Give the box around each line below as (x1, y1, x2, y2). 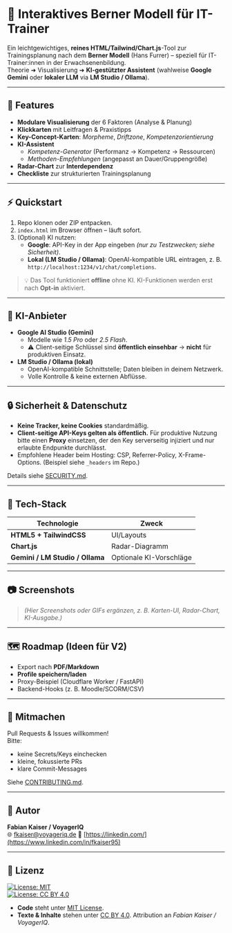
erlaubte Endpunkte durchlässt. (17, 443, 107, 452)
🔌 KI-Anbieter (7, 310, 67, 322)
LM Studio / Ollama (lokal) (17, 358, 93, 366)
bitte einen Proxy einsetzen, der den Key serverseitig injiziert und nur (17, 436, 215, 445)
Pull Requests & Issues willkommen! (7, 729, 109, 738)
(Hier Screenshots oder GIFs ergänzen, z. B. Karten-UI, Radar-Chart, (23, 606, 220, 614)
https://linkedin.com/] (86, 830, 147, 838)
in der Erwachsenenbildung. (46, 58, 126, 66)
